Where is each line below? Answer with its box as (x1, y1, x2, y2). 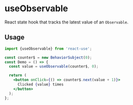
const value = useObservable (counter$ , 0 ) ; (9, 64, 98, 69)
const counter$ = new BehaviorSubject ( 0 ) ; (4, 55, 92, 60)
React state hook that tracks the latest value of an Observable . (4, 19, 129, 25)
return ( (9, 73, 27, 78)
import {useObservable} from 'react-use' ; (4, 46, 92, 51)
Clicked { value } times (17, 82, 64, 87)
